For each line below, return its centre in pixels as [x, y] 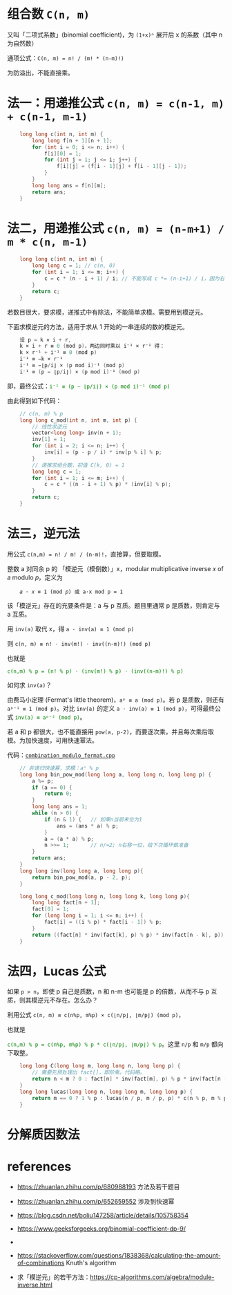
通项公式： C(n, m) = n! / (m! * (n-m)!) [66, 58]
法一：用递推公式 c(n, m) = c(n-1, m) [116, 103]
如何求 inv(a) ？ [29, 684]
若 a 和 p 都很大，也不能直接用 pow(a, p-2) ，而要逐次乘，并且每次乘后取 [110, 732]
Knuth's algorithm [91, 1263]
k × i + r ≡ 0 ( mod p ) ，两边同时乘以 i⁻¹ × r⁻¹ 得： [92, 346]
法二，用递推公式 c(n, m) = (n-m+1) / [116, 228]
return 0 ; [58, 794]
